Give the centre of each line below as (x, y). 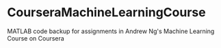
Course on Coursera (36, 38)
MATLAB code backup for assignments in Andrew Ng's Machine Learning (111, 31)
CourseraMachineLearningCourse (107, 13)
